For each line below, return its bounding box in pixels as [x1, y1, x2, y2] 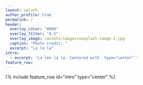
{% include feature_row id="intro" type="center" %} [5, 74, 116, 80]
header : [5, 22, 22, 27]
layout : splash [5, 7, 38, 13]
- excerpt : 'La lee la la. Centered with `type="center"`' [10, 55, 139, 60]
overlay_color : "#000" [10, 27, 58, 32]
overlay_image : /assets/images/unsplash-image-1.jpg [10, 36, 125, 41]
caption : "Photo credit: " [10, 41, 68, 46]
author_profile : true [5, 12, 52, 17]
